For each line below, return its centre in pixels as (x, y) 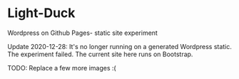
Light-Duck (41, 13)
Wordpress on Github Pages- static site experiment (83, 33)
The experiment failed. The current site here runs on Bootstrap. (100, 54)
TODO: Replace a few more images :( (62, 68)
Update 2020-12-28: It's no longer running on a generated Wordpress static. (119, 46)
